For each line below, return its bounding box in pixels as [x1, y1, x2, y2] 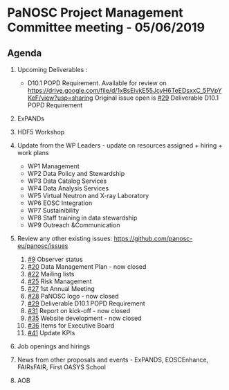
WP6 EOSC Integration [27, 199, 93, 207]
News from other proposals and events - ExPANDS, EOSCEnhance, [17, 355, 209, 364]
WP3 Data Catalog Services [27, 177, 107, 185]
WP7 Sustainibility [27, 206, 80, 214]
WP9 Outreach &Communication [27, 221, 120, 229]
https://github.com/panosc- [113, 234, 193, 242]
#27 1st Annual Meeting [27, 285, 95, 292]
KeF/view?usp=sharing [27, 94, 93, 102]
